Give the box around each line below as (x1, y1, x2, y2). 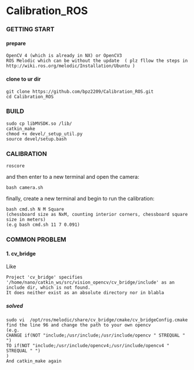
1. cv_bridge (6, 250, 36, 257)
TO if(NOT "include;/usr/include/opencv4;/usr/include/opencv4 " (6, 343, 169, 349)
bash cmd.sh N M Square (6, 206, 65, 212)
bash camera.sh (6, 185, 44, 191)
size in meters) (6, 216, 46, 223)
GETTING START (6, 25, 55, 34)
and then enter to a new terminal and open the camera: (6, 174, 140, 181)
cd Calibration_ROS (6, 94, 54, 99)
